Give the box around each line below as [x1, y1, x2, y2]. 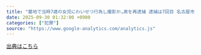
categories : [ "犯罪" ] [6, 20, 59, 26]
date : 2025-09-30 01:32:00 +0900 [6, 14, 91, 20]
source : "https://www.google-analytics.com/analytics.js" [6, 25, 156, 32]
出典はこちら [6, 42, 38, 50]
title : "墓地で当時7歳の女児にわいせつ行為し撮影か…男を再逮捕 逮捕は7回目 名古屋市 [6, 8, 195, 15]
